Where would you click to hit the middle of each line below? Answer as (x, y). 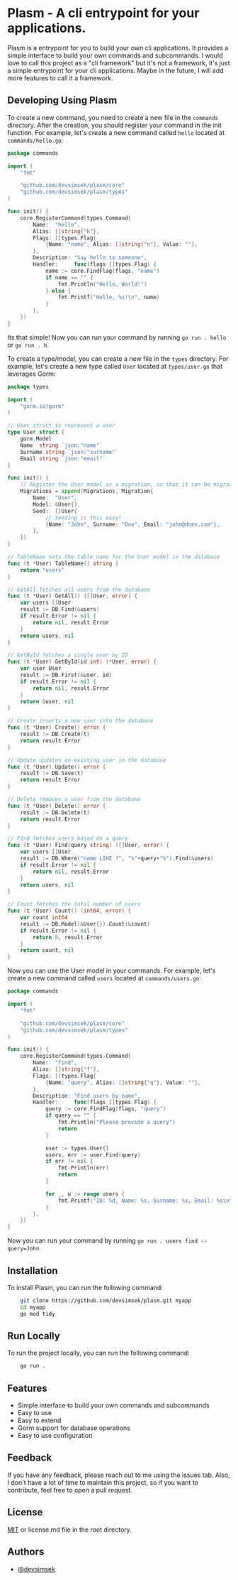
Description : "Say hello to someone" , (90, 258)
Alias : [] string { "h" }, (66, 231)
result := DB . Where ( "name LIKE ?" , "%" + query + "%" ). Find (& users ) (117, 858)
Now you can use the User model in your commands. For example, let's (112, 970)
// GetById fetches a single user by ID (68, 655)
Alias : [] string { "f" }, (66, 1069)
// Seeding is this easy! (83, 518)
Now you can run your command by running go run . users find (103, 1240)
